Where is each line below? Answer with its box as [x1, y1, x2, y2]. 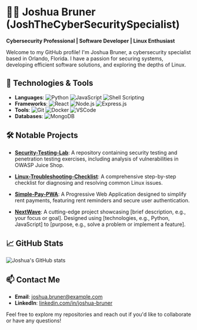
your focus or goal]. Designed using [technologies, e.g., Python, [14, 214, 170, 221]
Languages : [14, 94, 45, 101]
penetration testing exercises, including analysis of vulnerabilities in [14, 155, 179, 162]
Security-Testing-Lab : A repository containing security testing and [14, 149, 178, 156]
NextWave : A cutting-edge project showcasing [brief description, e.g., [14, 208, 186, 215]
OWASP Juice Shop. [14, 161, 65, 168]
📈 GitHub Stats [6, 238, 64, 248]
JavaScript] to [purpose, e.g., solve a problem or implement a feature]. [14, 221, 186, 228]
